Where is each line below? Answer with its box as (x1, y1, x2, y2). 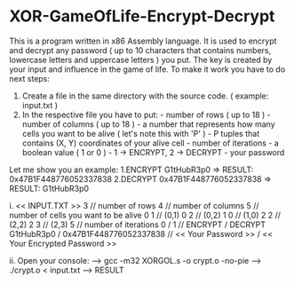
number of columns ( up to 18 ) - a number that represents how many (21, 118, 275, 130)
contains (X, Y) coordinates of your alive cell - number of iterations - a (21, 138, 280, 148)
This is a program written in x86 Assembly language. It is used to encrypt (9, 35, 277, 46)
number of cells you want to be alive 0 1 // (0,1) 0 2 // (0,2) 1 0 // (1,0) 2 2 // (9, 209, 282, 220)
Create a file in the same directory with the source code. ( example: (21, 91, 269, 101)
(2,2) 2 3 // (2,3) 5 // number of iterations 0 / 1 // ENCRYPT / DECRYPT (9, 219, 266, 230)
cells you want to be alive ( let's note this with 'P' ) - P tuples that (21, 128, 260, 138)
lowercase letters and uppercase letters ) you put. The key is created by (9, 54, 273, 65)
